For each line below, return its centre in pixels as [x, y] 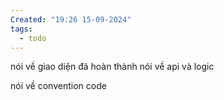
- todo [33, 38]
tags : [21, 29]
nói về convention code [58, 86]
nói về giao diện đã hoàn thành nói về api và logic [112, 67]
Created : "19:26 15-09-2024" [71, 19]
